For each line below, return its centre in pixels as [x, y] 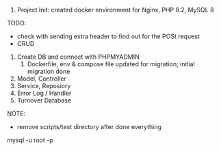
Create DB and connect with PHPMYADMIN [78, 57]
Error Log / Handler [44, 93]
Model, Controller [42, 79]
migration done [49, 71]
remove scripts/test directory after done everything [89, 127]
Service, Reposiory [44, 86]
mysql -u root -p [30, 140]
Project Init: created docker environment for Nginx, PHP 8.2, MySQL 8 [115, 10]
